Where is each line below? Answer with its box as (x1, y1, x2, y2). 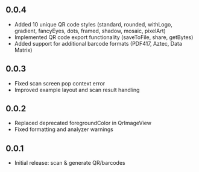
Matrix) (14, 46, 33, 54)
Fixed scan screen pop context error (14, 79, 106, 87)
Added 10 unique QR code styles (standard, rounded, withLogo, (14, 20, 172, 28)
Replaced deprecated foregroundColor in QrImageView (14, 120, 152, 127)
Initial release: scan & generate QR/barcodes (14, 159, 125, 167)
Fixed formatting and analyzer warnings (14, 126, 114, 133)
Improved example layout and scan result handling (14, 86, 140, 93)
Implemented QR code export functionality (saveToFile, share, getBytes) (14, 33, 194, 41)
